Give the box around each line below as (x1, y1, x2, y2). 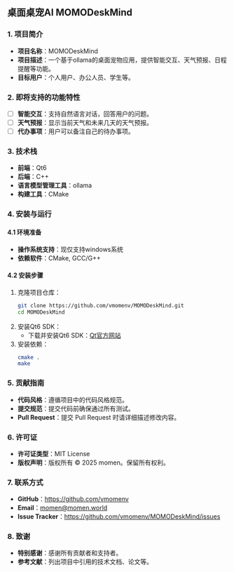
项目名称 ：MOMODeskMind (17, 46, 98, 55)
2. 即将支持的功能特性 (7, 92, 81, 102)
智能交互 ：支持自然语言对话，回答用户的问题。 (17, 109, 153, 118)
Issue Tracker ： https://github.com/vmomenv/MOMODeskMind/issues (17, 512, 221, 521)
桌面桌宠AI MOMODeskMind (7, 6, 133, 19)
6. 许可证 (7, 432, 38, 442)
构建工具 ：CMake (17, 190, 69, 199)
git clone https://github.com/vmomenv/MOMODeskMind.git (17, 302, 184, 309)
